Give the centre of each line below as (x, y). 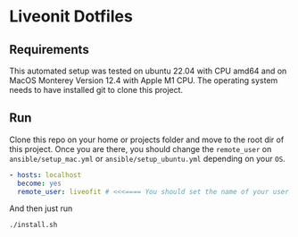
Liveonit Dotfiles (71, 17)
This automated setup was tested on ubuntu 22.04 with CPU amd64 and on (148, 71)
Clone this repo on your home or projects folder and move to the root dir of (147, 140)
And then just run (41, 208)
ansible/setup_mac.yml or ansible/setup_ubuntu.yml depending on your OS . (147, 158)
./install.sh (33, 225)
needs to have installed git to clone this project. (96, 90)
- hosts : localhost (46, 175)
